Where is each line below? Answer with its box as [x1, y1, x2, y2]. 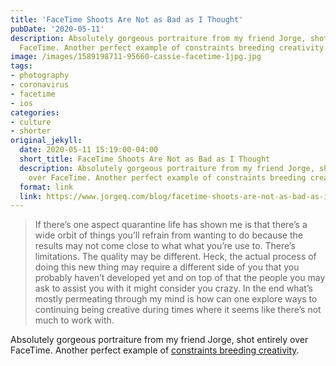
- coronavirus [10, 80, 70, 90]
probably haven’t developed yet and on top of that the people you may [34, 272, 326, 284]
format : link [19, 182, 74, 192]
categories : [10, 107, 60, 118]
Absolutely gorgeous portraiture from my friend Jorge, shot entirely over [10, 334, 309, 346]
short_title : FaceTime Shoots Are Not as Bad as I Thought [19, 154, 271, 164]
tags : [10, 61, 33, 71]
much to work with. [34, 314, 115, 326]
